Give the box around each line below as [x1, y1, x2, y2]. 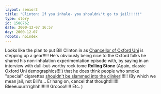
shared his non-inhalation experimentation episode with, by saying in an [5, 58, 149, 63]
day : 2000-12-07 [5, 30, 38, 34]
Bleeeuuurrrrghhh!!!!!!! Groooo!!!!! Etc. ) [5, 83, 83, 89]
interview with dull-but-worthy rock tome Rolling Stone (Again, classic [5, 63, 146, 68]
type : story [5, 16, 29, 21]
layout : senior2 [5, 7, 38, 12]
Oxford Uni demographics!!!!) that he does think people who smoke [5, 68, 140, 74]
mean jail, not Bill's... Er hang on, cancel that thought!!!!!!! [5, 78, 119, 84]
